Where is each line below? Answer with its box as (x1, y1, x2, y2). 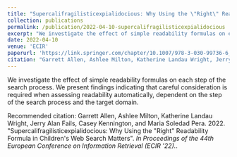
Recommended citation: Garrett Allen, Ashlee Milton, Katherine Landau (7, 111, 213, 120)
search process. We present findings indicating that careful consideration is (7, 82, 228, 92)
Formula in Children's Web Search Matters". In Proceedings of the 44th (7, 134, 214, 142)
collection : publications (7, 17, 83, 24)
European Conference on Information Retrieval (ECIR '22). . (7, 142, 178, 150)
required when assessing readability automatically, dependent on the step (7, 90, 222, 99)
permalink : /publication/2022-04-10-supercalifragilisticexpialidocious (7, 23, 226, 30)
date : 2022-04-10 (7, 37, 59, 44)
